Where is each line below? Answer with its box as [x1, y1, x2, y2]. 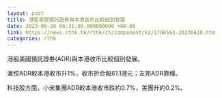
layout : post [7, 10, 44, 17]
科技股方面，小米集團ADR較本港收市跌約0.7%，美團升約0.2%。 [7, 84, 186, 92]
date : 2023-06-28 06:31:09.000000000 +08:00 [7, 22, 136, 29]
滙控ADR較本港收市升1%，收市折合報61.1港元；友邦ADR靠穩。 [7, 69, 182, 78]
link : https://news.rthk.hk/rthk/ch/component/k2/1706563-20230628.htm [7, 29, 215, 36]
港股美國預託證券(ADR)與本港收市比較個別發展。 [7, 55, 143, 63]
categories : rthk [7, 35, 57, 42]
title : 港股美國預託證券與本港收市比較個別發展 [7, 16, 126, 23]
